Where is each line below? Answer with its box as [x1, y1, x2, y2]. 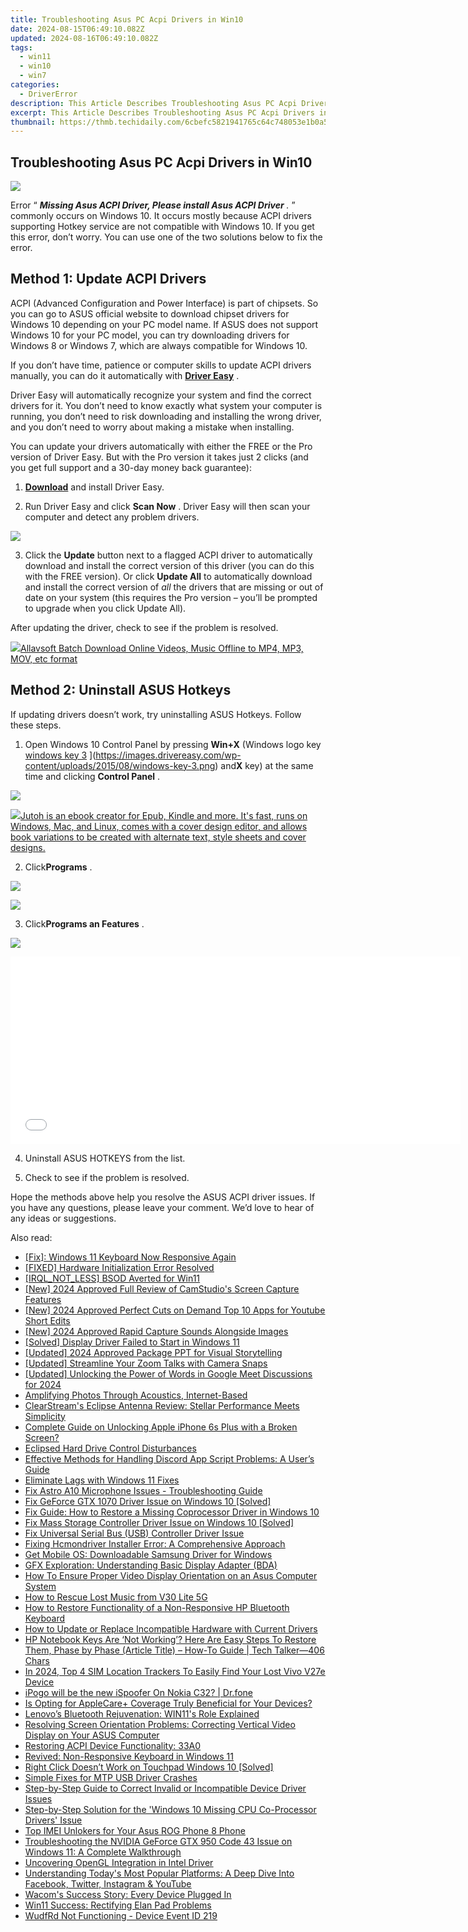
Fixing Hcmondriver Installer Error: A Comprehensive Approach [24, 1537, 286, 1550]
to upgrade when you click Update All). [24, 602, 187, 614]
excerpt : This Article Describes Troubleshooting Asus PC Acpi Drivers [10, 107, 315, 118]
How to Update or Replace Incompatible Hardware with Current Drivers [24, 1622, 318, 1635]
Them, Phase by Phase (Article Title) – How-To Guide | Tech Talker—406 [24, 1644, 325, 1656]
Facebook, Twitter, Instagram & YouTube [24, 1877, 192, 1890]
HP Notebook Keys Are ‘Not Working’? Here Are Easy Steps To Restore [24, 1633, 317, 1645]
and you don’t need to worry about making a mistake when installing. [10, 421, 295, 433]
